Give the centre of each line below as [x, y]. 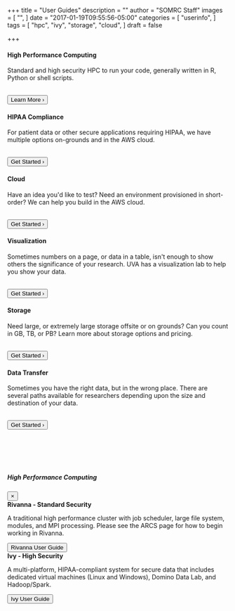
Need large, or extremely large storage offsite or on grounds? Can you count [118, 326]
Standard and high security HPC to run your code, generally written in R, [112, 70]
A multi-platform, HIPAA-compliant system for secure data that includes [111, 570]
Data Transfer [28, 373]
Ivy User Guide [31, 599]
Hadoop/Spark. [29, 584]
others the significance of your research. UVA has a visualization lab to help [117, 264]
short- [214, 194]
